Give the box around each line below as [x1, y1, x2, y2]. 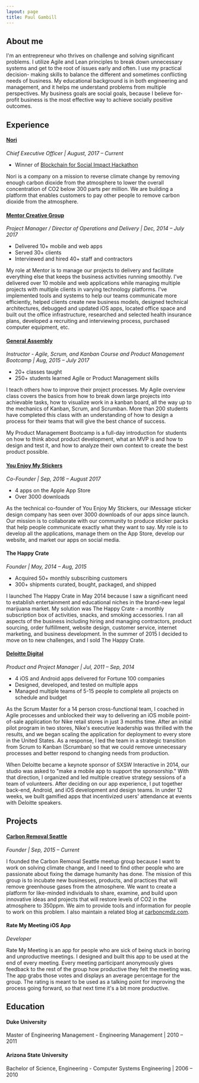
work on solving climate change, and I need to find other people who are [6, 864, 184, 871]
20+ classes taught [14, 368, 62, 375]
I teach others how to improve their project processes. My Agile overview [6, 386, 185, 393]
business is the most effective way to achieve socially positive [20, 96, 173, 103]
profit [6, 96, 20, 103]
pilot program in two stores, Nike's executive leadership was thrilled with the [6, 724, 193, 732]
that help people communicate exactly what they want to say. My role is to [6, 523, 188, 530]
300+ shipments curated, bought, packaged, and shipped [14, 580, 156, 588]
